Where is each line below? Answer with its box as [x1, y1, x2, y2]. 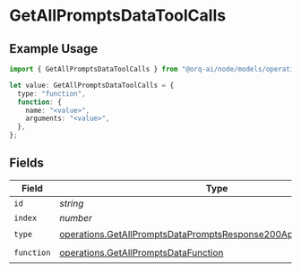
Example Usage [9, 41, 99, 56]
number [59, 211, 92, 224]
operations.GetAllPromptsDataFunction [59, 247, 224, 260]
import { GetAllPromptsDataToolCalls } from [9, 64, 178, 73]
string [59, 197, 84, 209]
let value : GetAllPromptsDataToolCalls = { [9, 81, 175, 90]
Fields [9, 156, 45, 171]
